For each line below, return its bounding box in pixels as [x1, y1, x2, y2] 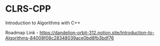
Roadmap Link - [5, 29, 39, 35]
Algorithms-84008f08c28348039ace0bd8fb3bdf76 [5, 35, 114, 41]
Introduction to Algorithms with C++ [5, 20, 80, 26]
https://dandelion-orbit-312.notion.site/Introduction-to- [39, 29, 155, 35]
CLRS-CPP [5, 3, 51, 15]
